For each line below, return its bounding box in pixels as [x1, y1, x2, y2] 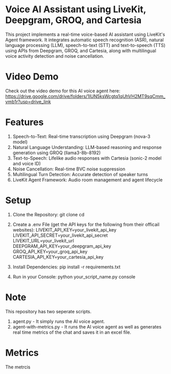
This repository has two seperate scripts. [5, 308, 92, 314]
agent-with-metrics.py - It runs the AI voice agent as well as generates [12, 323, 162, 330]
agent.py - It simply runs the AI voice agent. [12, 318, 105, 325]
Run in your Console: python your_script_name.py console [12, 273, 136, 280]
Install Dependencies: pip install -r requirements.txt [12, 264, 121, 270]
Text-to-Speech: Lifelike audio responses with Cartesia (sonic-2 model [12, 155, 162, 161]
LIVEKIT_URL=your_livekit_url [12, 237, 74, 243]
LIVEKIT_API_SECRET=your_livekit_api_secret [12, 232, 108, 238]
